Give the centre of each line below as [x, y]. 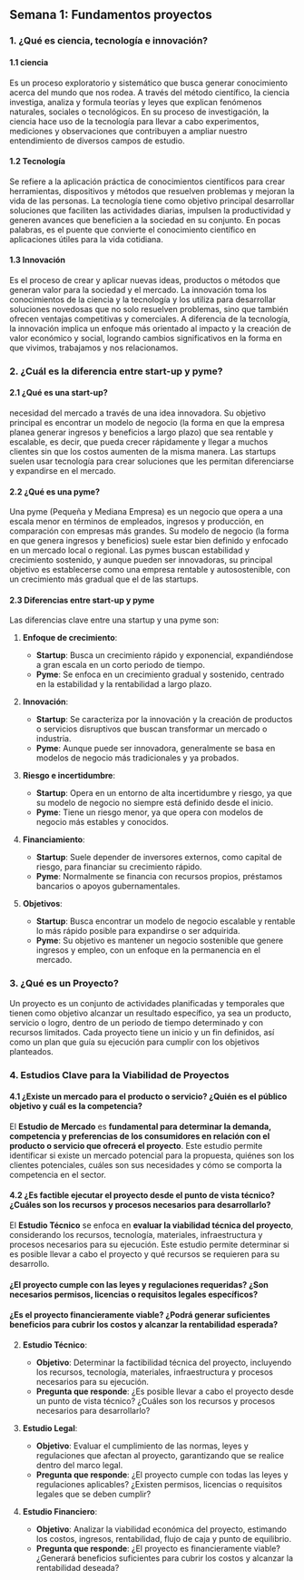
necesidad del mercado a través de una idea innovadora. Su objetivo [137, 413]
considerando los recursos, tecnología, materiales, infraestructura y [136, 1235]
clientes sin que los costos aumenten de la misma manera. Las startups [143, 452]
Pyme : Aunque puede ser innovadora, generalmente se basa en [156, 749]
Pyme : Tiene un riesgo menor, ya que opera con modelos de [149, 812]
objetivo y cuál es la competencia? [76, 1106]
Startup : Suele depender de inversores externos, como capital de [159, 858]
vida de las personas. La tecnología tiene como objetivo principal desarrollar [152, 201]
